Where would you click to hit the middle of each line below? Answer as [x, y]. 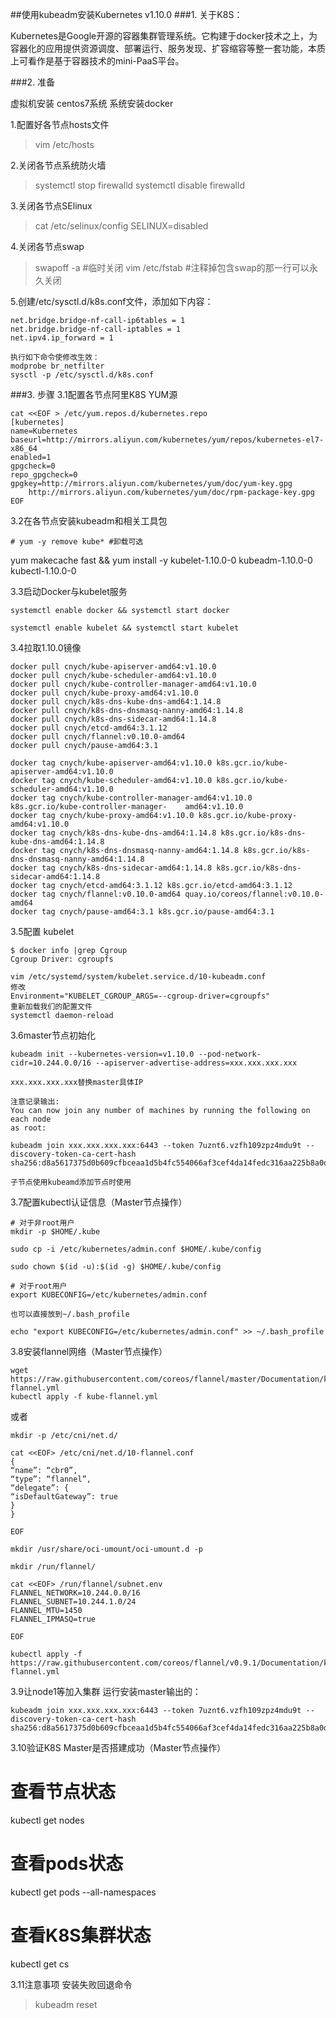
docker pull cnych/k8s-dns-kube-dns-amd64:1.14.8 [116, 702]
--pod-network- [230, 1054]
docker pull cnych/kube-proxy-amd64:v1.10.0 [104, 693]
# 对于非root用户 [42, 1223]
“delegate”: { [40, 1488]
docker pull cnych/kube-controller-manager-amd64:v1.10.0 [133, 684]
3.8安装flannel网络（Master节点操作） [89, 1351]
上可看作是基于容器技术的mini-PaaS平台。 [97, 61]
